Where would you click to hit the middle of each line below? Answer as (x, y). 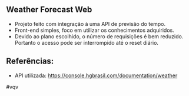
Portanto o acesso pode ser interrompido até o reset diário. (87, 42)
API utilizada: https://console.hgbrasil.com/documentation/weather (96, 75)
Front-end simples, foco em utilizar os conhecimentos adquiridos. (94, 30)
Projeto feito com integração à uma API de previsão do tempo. (90, 24)
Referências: (30, 61)
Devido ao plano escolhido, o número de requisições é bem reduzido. (99, 36)
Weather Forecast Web (49, 10)
